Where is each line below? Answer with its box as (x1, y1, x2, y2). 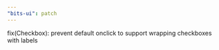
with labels (7, 36, 38, 45)
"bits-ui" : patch (7, 10, 57, 17)
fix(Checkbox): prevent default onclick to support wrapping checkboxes (7, 29, 212, 37)
